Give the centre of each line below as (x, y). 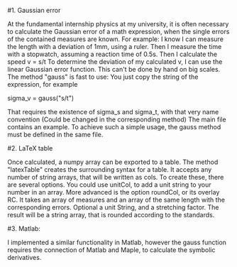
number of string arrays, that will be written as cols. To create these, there (116, 177)
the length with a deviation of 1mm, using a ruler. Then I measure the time (115, 47)
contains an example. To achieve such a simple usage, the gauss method (114, 127)
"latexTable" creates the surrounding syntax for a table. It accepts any (110, 169)
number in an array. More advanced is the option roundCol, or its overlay (114, 192)
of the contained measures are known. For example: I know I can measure (115, 39)
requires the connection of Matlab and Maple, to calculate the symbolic (111, 250)
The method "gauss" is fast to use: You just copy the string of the (103, 77)
